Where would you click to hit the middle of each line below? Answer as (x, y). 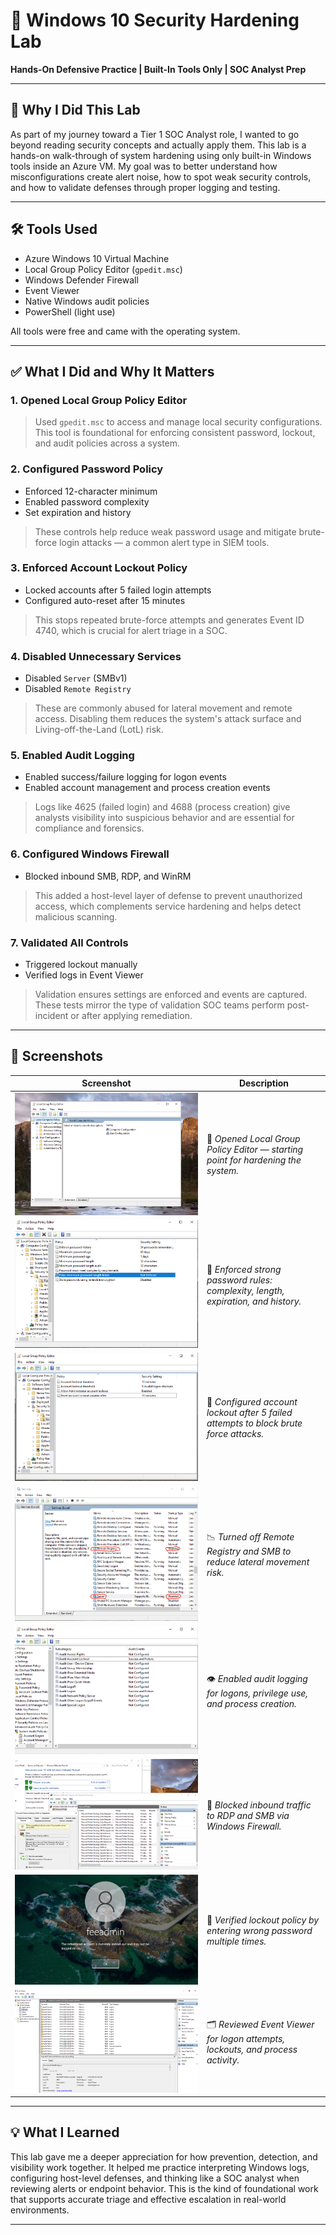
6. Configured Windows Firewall (90, 854)
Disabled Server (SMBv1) (76, 678)
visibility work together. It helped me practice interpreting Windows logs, (160, 2167)
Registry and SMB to (249, 1551)
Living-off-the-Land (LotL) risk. (99, 730)
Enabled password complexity (87, 501)
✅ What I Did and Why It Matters (112, 371)
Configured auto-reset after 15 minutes (105, 600)
